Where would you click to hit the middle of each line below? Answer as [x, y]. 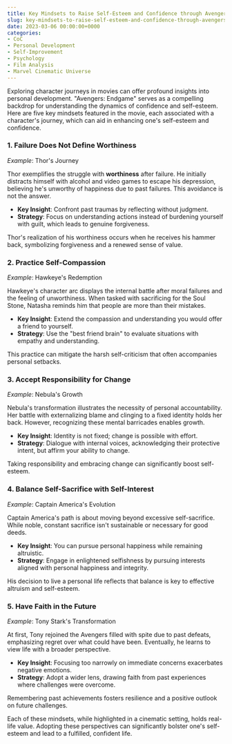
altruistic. [30, 553]
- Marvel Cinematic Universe [49, 71]
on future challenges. [37, 705]
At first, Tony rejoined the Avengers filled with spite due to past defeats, [109, 634]
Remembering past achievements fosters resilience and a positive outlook [112, 698]
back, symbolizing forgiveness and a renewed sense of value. [95, 244]
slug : [15, 20]
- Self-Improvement [35, 52]
